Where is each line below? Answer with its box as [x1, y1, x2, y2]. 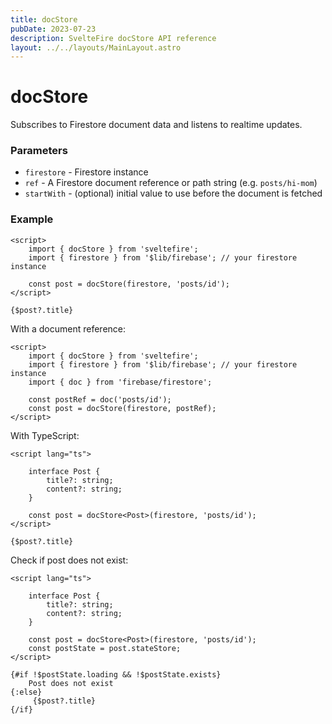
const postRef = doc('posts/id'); [28, 394, 172, 405]
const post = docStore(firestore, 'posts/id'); [28, 279, 230, 289]
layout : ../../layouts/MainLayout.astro [10, 42, 182, 53]
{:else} [10, 687, 43, 697]
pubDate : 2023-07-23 [10, 24, 97, 34]
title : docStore [10, 14, 78, 25]
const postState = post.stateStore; [28, 643, 182, 653]
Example [10, 212, 54, 226]
